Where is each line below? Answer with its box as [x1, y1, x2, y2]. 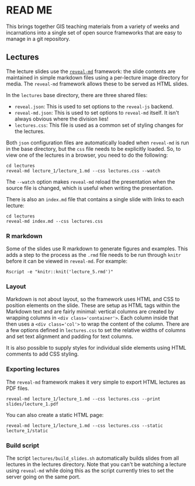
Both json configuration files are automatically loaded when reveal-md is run [6, 139, 189, 146]
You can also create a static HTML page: [6, 411, 104, 418]
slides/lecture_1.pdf [6, 401, 59, 407]
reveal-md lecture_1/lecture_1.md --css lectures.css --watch [6, 168, 161, 174]
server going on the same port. [6, 473, 81, 480]
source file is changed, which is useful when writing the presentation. [6, 184, 173, 191]
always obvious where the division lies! [14, 115, 109, 122]
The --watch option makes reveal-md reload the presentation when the [6, 178, 175, 185]
